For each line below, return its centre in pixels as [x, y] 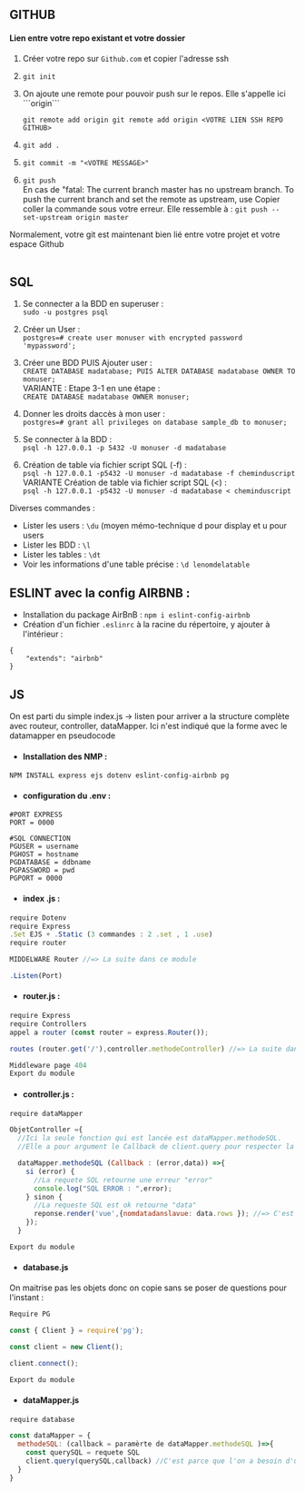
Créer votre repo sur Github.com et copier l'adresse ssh [126, 58]
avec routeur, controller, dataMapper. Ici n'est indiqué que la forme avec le [148, 726]
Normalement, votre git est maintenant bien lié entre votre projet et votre [145, 234]
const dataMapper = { [50, 1436]
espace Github [37, 243]
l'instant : [26, 1297]
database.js [45, 1268]
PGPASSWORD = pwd [42, 871]
